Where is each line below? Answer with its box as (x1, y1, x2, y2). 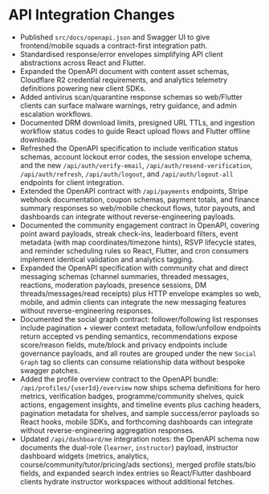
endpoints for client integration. (19, 177, 124, 187)
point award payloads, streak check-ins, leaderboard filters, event (19, 228, 238, 238)
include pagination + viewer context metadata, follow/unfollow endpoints (19, 323, 262, 332)
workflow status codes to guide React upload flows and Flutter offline (19, 126, 251, 136)
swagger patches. (19, 365, 80, 375)
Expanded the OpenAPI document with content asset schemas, (19, 66, 230, 76)
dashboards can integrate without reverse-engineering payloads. (19, 212, 236, 221)
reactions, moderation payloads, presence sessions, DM (19, 280, 207, 290)
